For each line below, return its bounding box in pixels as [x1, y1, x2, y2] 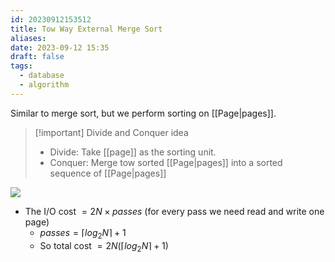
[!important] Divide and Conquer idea [34, 126, 189, 138]
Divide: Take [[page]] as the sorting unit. [49, 146, 217, 158]
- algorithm [19, 80, 70, 90]
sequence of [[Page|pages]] [49, 167, 167, 179]
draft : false [10, 52, 65, 62]
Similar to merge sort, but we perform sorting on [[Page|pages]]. [10, 107, 277, 119]
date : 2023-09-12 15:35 [10, 42, 110, 53]
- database [19, 71, 65, 81]
